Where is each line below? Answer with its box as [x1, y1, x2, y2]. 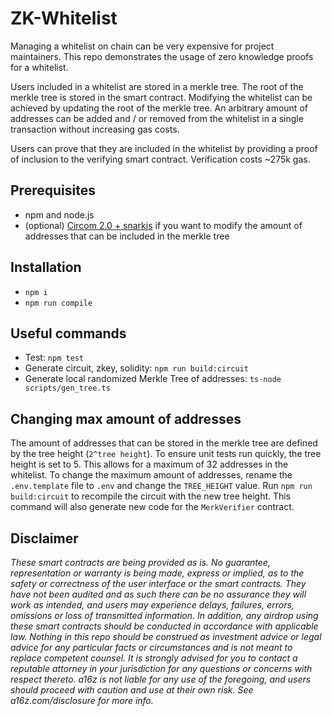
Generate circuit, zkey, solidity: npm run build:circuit [24, 362, 249, 374]
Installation [10, 259, 82, 276]
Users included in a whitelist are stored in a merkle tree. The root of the [10, 80, 304, 92]
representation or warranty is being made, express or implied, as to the [10, 567, 305, 579]
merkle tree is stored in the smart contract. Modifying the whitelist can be [10, 91, 313, 103]
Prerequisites [10, 182, 96, 199]
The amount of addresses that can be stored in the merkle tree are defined [10, 437, 318, 449]
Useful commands [10, 325, 127, 342]
